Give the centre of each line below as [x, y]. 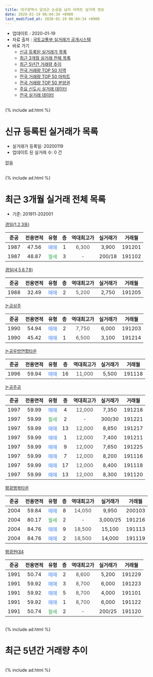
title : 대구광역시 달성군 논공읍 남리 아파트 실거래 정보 [55, 10]
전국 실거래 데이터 [37, 95]
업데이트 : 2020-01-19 [34, 34]
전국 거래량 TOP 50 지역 [43, 71]
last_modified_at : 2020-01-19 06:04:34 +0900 [52, 19]
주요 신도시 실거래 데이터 [43, 89]
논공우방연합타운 [21, 351]
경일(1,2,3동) [17, 224]
